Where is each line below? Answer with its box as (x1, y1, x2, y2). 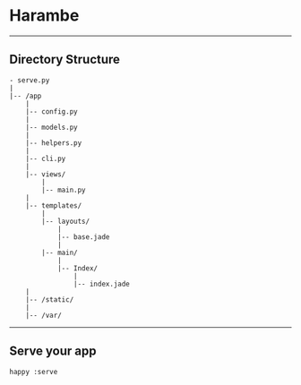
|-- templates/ (25, 201, 82, 210)
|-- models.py (25, 123, 78, 132)
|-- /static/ (25, 295, 74, 304)
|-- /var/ (25, 311, 63, 320)
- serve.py (9, 75, 50, 85)
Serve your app (9, 344, 97, 359)
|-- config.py (25, 107, 78, 116)
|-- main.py (41, 185, 87, 194)
